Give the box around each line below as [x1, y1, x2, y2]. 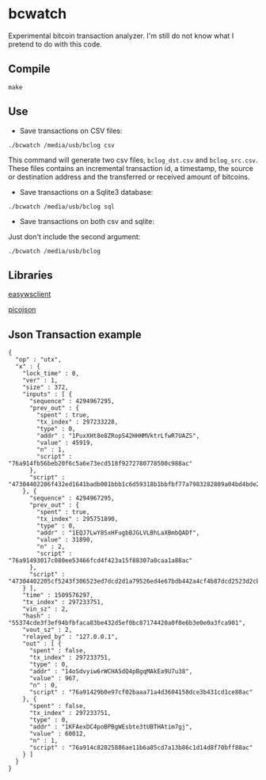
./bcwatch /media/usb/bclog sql [8, 203, 115, 211]
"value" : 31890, [36, 536, 93, 544]
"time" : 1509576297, [22, 592, 93, 599]
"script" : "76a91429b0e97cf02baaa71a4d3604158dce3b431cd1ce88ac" [28, 688, 253, 697]
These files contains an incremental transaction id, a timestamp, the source [8, 163, 253, 173]
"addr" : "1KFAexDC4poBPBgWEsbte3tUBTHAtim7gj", [28, 723, 193, 731]
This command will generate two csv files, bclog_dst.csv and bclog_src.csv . [8, 155, 258, 165]
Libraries [8, 268, 53, 282]
